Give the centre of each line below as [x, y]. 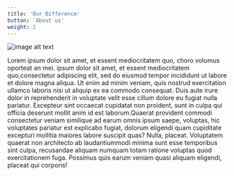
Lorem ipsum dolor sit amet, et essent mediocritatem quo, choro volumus [113, 61]
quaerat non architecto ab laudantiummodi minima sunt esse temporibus [112, 143]
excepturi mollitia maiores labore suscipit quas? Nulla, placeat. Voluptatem [115, 135]
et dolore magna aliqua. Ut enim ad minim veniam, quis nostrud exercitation [117, 83]
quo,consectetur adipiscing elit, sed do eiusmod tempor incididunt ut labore [117, 75]
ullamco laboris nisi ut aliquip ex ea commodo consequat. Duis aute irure [113, 90]
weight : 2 [22, 27]
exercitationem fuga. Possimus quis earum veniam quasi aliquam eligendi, [115, 158]
